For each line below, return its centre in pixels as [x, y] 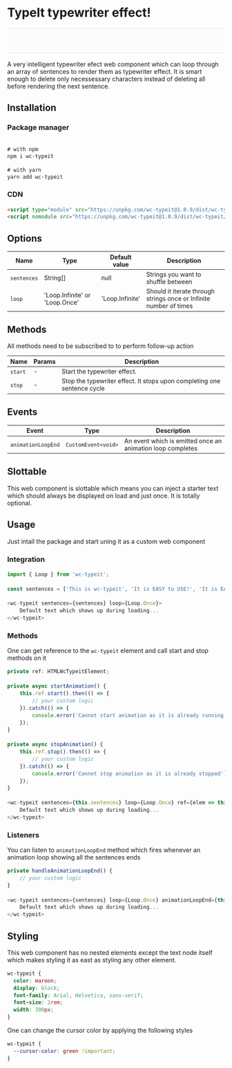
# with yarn [24, 171]
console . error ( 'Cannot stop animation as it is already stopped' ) [129, 774]
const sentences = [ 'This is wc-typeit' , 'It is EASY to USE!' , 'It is [112, 589]
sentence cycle [83, 389]
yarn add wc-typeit [35, 177]
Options [25, 239]
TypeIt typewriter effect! [79, 13]
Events [22, 412]
